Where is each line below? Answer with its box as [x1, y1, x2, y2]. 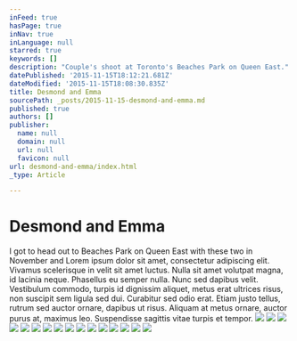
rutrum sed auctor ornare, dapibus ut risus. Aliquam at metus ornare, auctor [9, 303, 288, 313]
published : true [9, 104, 70, 113]
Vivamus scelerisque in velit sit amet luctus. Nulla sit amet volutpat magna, [9, 264, 284, 276]
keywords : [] [9, 54, 58, 63]
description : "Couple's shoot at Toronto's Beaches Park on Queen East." [9, 63, 290, 72]
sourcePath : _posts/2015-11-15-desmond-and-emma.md [9, 95, 205, 105]
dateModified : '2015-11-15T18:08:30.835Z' [9, 79, 169, 88]
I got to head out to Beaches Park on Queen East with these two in [9, 246, 253, 256]
